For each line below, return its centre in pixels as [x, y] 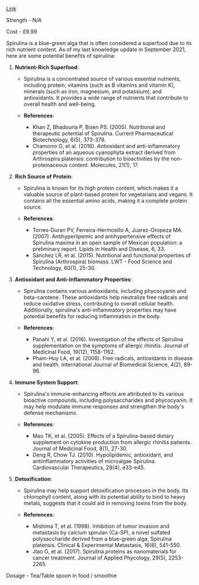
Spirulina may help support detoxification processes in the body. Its [106, 490]
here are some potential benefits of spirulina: [61, 56]
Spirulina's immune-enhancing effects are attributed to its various [104, 394]
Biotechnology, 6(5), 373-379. [69, 140]
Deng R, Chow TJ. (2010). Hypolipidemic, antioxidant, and [103, 455]
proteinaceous [50, 165]
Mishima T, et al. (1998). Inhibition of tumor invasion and [101, 526]
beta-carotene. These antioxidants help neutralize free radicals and [106, 297]
